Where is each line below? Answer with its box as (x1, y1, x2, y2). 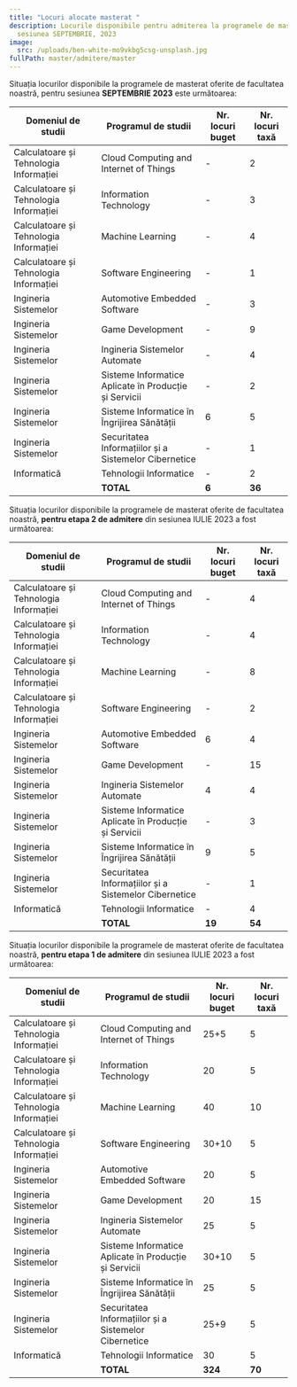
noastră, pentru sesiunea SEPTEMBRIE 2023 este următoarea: (9, 88, 237, 98)
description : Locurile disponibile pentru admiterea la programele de (9, 21, 275, 30)
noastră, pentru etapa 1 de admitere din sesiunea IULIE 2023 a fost (9, 949, 255, 960)
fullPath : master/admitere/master (9, 54, 137, 63)
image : (9, 37, 34, 47)
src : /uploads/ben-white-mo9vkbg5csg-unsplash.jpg (17, 46, 208, 55)
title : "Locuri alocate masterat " (9, 12, 141, 22)
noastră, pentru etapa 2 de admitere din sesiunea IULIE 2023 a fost (9, 514, 256, 524)
